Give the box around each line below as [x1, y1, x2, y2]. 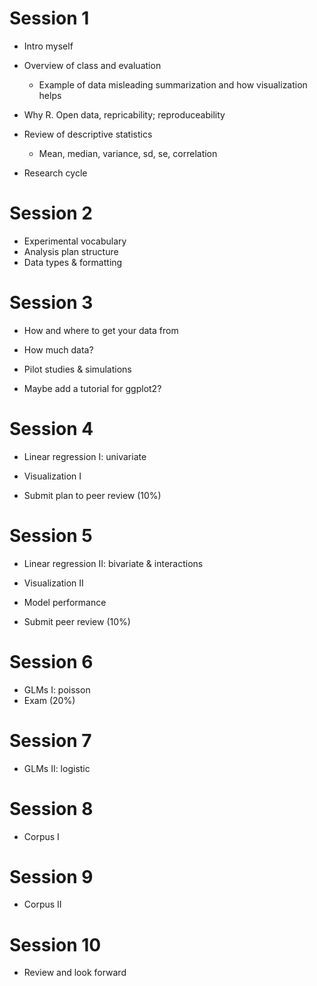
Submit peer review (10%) [23, 615, 131, 627]
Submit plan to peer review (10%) [23, 489, 162, 501]
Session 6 [9, 650, 94, 673]
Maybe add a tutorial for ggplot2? [23, 382, 162, 394]
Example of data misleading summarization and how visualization [38, 78, 308, 91]
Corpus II [23, 898, 62, 911]
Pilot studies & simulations [23, 363, 132, 375]
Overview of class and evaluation [23, 59, 162, 71]
